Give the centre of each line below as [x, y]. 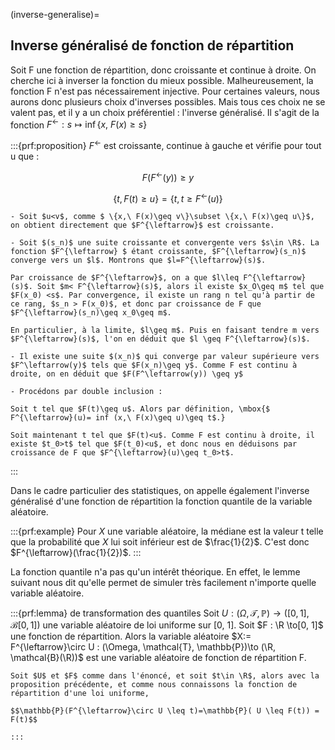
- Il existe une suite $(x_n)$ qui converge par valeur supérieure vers [165, 357]
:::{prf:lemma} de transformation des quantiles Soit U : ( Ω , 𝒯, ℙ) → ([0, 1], [160, 613]
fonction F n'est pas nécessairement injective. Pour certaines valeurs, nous [165, 91]
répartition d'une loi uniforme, [80, 694]
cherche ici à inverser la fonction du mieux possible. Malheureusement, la [162, 80]
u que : [25, 156]
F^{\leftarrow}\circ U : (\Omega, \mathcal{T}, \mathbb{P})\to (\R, [143, 647]
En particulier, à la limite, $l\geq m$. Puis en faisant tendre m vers [165, 330]
